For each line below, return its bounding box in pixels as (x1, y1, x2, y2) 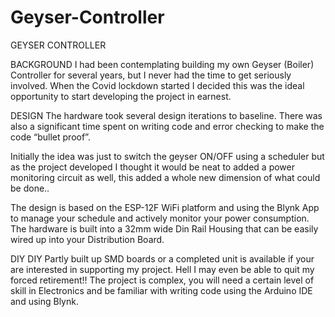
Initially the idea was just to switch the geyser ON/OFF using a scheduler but (10, 150, 325, 162)
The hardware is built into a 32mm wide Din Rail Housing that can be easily (10, 222, 319, 235)
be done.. (10, 182, 50, 194)
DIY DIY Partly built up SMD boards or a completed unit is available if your (10, 252, 315, 265)
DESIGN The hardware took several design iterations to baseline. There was (10, 109, 323, 121)
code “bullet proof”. (10, 131, 91, 143)
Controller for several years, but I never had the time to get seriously (10, 69, 292, 81)
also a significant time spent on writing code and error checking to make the (10, 120, 325, 132)
